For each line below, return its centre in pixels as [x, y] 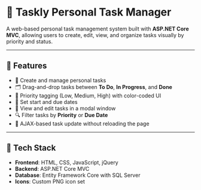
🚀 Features [27, 66]
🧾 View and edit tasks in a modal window [65, 108]
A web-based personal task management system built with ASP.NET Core [98, 29]
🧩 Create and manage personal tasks [60, 80]
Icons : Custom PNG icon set [50, 181]
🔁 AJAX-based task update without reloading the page [82, 123]
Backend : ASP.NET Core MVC [52, 168]
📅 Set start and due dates [46, 102]
